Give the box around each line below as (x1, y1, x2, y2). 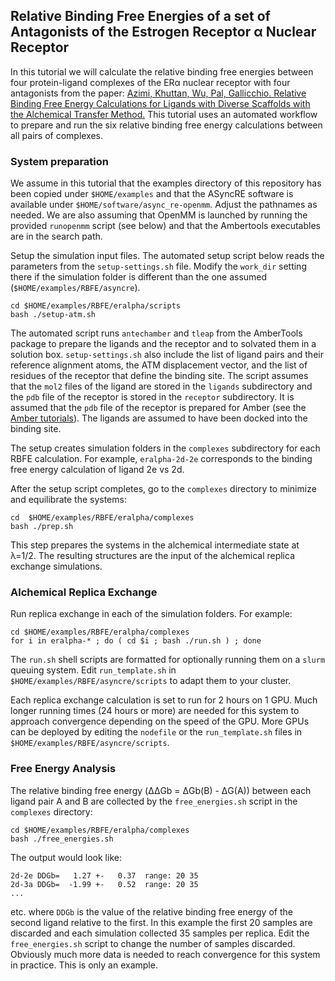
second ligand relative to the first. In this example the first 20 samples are (10, 916, 313, 928)
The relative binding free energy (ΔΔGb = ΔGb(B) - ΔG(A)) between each (10, 784, 312, 796)
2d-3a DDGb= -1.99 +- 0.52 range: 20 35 (10, 879, 199, 889)
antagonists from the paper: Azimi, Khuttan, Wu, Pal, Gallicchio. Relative (10, 87, 307, 99)
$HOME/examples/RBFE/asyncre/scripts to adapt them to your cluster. (10, 675, 292, 687)
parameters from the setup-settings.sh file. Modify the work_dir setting (10, 260, 307, 273)
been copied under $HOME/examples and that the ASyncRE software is (10, 188, 294, 200)
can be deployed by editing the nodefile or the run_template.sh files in (10, 726, 303, 738)
